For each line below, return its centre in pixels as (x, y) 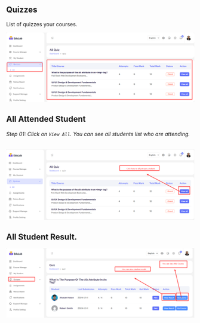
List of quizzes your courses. (42, 24)
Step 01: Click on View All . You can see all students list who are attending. (98, 134)
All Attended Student (46, 119)
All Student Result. (42, 237)
